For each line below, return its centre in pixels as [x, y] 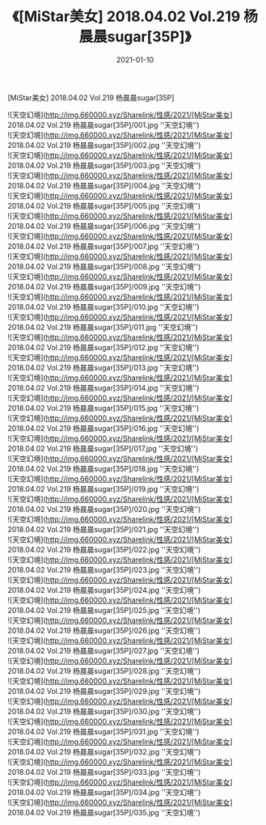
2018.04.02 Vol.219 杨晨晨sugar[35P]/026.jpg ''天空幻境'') [104, 630]
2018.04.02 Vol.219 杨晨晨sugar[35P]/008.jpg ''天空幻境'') [104, 266]
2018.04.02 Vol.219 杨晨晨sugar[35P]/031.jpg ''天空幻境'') [103, 731]
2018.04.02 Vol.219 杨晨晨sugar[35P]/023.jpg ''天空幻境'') [104, 569]
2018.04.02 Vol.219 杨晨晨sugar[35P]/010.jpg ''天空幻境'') [103, 307]
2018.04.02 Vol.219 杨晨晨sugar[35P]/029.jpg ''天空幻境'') [104, 691]
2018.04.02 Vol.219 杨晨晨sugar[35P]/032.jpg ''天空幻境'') [104, 751]
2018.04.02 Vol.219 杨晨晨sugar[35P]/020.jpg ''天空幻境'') [104, 509]
